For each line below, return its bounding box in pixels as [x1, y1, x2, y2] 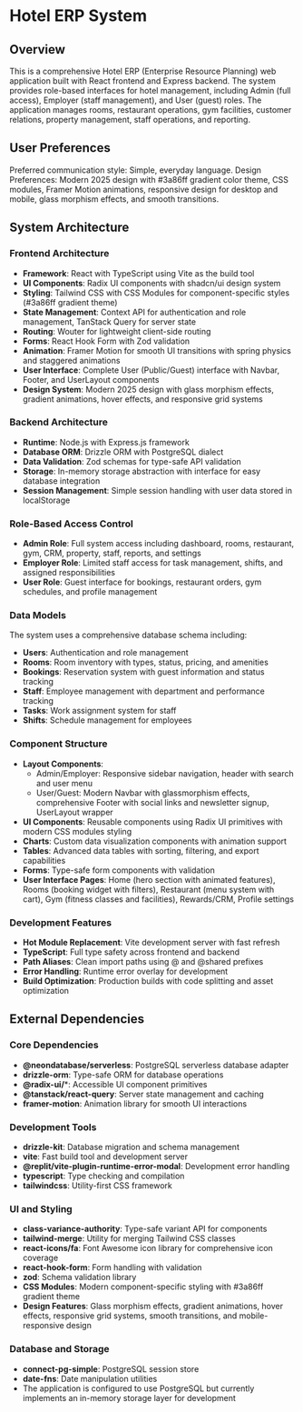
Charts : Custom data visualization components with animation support [22, 836, 288, 846]
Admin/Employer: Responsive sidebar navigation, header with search [35, 767, 295, 778]
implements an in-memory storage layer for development [22, 1392, 236, 1403]
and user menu [35, 777, 93, 788]
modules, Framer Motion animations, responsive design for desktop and [9, 184, 279, 195]
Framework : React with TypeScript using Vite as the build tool [22, 267, 255, 278]
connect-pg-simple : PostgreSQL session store [22, 1363, 200, 1374]
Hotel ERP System [9, 5, 148, 26]
